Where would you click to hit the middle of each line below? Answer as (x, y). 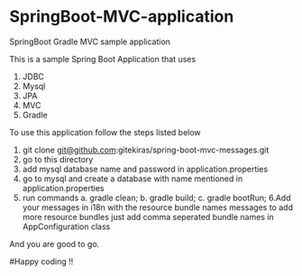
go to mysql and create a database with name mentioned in (133, 179)
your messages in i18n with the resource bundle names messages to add (157, 207)
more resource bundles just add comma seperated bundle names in (148, 216)
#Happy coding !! (41, 261)
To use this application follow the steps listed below (105, 132)
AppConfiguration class (66, 226)
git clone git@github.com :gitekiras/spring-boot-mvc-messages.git (146, 150)
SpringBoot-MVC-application (122, 17)
